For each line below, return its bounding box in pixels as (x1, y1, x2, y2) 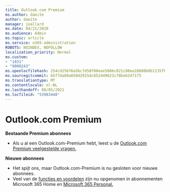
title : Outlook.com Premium (5, 7, 65, 13)
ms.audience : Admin (5, 31, 47, 36)
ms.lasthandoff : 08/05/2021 (5, 87, 65, 92)
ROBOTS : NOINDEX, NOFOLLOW (5, 45, 62, 50)
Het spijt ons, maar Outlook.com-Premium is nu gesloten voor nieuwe (12, 165, 158, 171)
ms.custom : (5, 54, 28, 60)
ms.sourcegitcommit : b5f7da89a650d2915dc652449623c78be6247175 (5, 73, 142, 78)
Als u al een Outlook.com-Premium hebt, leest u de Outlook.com (12, 140, 147, 147)
